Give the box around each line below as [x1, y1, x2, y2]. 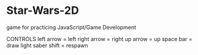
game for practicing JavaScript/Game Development [6, 24, 137, 31]
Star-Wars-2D [6, 4, 79, 18]
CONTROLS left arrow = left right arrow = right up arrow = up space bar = [6, 35, 193, 42]
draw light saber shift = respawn [6, 42, 88, 49]
